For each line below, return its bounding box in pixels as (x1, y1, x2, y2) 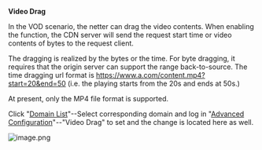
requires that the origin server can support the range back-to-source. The (8, 62, 248, 71)
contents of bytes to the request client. (8, 38, 134, 48)
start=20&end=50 (8, 79, 67, 88)
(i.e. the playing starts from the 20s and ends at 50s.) (67, 79, 240, 88)
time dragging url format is (8, 71, 94, 79)
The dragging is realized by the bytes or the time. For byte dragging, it (8, 54, 235, 63)
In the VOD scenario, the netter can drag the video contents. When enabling (8, 22, 254, 31)
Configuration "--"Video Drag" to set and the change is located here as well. (8, 118, 254, 126)
